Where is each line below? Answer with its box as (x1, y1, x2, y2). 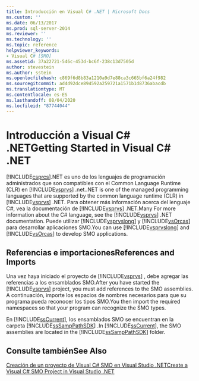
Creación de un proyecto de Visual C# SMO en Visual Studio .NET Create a (6, 361, 188, 369)
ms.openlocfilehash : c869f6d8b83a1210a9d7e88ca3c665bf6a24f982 (6, 75, 166, 81)
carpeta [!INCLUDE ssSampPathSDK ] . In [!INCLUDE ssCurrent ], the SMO (6, 322, 181, 329)
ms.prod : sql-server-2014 (6, 25, 70, 32)
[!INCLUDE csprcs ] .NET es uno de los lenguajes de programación (6, 173, 166, 180)
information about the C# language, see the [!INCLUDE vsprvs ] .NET (6, 211, 172, 218)
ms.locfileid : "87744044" (6, 102, 70, 109)
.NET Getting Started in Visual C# (6, 141, 171, 155)
